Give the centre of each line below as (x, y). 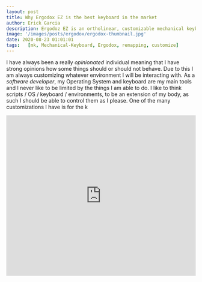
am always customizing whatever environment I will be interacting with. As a (101, 75)
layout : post (23, 12)
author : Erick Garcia (33, 23)
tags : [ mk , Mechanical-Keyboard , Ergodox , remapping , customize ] (93, 46)
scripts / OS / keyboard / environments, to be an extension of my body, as (98, 94)
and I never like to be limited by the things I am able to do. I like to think (94, 88)
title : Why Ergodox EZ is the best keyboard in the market (82, 17)
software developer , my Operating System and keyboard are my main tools (99, 81)
